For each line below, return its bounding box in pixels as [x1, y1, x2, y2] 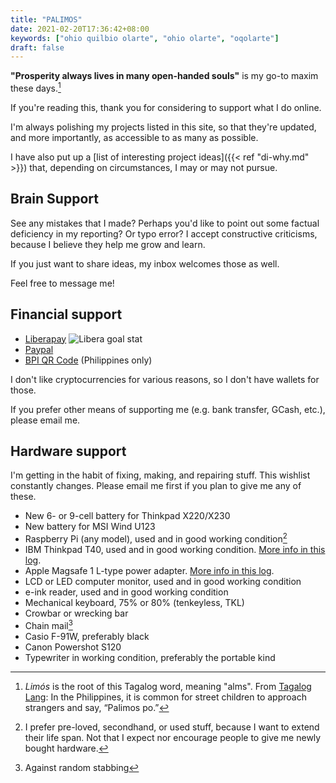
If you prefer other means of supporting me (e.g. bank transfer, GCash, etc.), [10, 403, 326, 415]
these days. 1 [10, 81, 62, 94]
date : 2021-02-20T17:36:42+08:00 [10, 24, 150, 34]
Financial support [10, 306, 123, 323]
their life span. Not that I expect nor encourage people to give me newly [24, 731, 322, 743]
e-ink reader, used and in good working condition [24, 586, 229, 598]
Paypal [24, 343, 54, 355]
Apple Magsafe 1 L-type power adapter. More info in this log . [24, 565, 275, 576]
